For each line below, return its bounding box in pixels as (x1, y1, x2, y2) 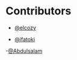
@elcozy (14, 24, 37, 31)
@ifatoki (14, 35, 35, 43)
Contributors (5, 4, 72, 18)
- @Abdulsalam (5, 47, 43, 55)
